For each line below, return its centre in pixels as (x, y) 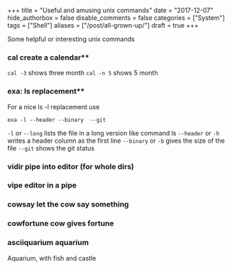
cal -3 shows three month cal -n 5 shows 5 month (83, 73)
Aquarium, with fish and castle (52, 258)
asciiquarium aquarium (48, 243)
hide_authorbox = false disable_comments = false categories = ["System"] (116, 18)
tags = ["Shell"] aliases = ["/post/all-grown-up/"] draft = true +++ (103, 25)
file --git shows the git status (51, 148)
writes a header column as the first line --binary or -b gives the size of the (116, 141)
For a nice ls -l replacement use (54, 106)
